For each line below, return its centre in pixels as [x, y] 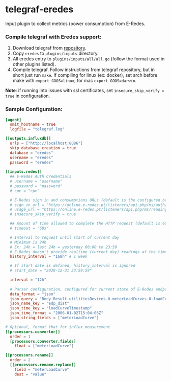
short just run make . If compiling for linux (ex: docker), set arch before [85, 75]
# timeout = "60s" [30, 229]
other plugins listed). [34, 64]
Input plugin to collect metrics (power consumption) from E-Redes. [75, 24]
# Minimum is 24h [28, 242]
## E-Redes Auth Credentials [41, 177]
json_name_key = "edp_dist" [40, 304]
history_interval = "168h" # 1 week [49, 257]
